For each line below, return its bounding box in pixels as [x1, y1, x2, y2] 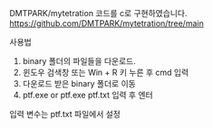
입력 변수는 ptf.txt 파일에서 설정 [9, 109, 121, 119]
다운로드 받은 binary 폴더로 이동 [22, 78, 136, 88]
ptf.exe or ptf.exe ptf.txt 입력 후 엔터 [22, 89, 153, 100]
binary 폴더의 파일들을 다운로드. [22, 56, 136, 66]
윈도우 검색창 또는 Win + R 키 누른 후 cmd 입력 [22, 67, 189, 78]
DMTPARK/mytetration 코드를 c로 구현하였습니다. [9, 8, 188, 18]
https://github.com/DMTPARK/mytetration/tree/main [9, 18, 204, 29]
